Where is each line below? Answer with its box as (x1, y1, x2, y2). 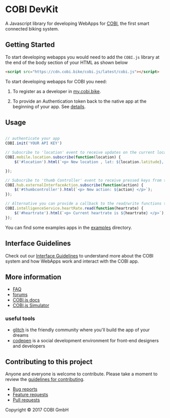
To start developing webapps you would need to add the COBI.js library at (5, 54, 160, 60)
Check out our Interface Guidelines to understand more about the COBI (5, 252, 154, 259)
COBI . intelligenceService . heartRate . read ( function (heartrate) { (5, 206, 144, 211)
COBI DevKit (5, 4, 58, 15)
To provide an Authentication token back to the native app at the (12, 98, 147, 104)
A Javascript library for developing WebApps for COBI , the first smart (5, 20, 150, 26)
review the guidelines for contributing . (5, 376, 85, 382)
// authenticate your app (5, 136, 60, 141)
